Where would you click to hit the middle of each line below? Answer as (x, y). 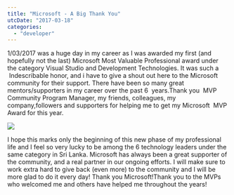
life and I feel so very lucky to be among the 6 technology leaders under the (117, 147)
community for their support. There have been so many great (96, 83)
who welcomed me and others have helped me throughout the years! (107, 184)
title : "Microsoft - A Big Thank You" (64, 14)
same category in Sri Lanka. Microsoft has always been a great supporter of (117, 154)
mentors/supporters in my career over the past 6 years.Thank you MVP (112, 90)
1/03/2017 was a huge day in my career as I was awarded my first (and (110, 53)
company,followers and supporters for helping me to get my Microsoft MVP (117, 105)
